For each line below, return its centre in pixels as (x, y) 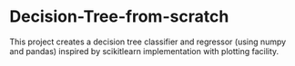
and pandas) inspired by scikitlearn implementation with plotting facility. (144, 51)
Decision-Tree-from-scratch (119, 17)
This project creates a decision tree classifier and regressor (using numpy (148, 42)
